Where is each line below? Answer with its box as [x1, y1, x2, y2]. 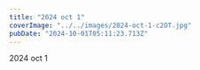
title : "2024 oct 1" [9, 12, 86, 22]
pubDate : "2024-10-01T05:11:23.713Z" [9, 29, 149, 38]
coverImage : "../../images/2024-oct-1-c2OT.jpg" [9, 21, 192, 30]
